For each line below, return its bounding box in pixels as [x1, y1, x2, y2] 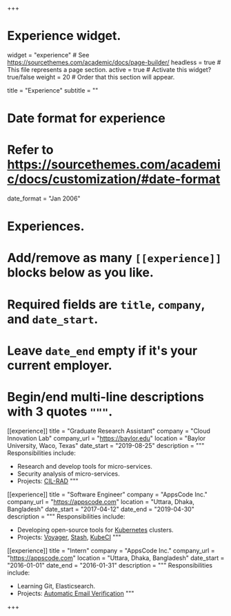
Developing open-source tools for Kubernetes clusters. [17, 525, 174, 534]
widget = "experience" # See [7, 50, 90, 59]
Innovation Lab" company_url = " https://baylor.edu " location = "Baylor [7, 433, 205, 442]
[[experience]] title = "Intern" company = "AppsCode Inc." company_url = [7, 546, 215, 554]
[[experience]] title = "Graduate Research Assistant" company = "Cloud [7, 427, 210, 435]
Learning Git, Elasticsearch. [17, 581, 96, 590]
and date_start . [7, 311, 99, 327]
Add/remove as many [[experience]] [7, 250, 222, 266]
